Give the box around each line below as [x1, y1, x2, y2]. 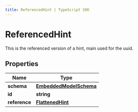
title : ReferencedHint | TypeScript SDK [5, 7, 90, 12]
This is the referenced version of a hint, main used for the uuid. [5, 45, 134, 51]
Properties [5, 59, 39, 68]
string [36, 91, 50, 98]
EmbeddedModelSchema [36, 83, 97, 90]
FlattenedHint [36, 99, 69, 106]
